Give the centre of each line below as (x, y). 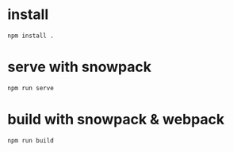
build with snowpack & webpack (116, 120)
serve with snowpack (80, 67)
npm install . (31, 36)
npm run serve (31, 88)
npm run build (31, 140)
